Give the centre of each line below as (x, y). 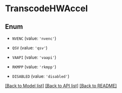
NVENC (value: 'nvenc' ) (34, 38)
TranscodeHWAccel (46, 9)
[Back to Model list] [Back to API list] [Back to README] (61, 86)
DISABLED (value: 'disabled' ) (41, 76)
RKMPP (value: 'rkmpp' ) (34, 67)
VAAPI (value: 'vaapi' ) (34, 57)
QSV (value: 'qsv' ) (30, 48)
